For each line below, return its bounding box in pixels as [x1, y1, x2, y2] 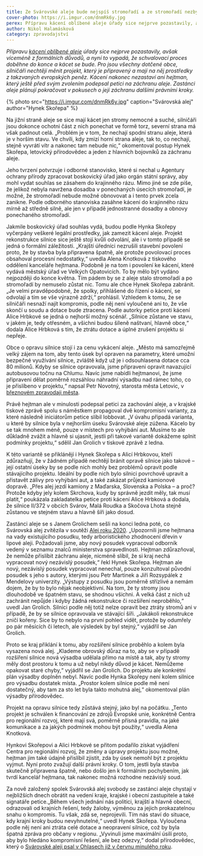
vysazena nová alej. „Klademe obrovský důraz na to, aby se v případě [6, 648, 180, 655]
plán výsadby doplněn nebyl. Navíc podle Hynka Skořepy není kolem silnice [6, 673, 195, 680]
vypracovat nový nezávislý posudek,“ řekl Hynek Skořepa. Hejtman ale [6, 559, 182, 566]
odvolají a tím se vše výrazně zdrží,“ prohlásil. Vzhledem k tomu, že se [6, 294, 182, 301]
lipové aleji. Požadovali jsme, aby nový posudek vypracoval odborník [6, 539, 178, 547]
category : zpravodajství [6, 31, 69, 37]
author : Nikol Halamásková [6, 25, 74, 32]
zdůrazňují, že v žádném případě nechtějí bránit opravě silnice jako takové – [6, 457, 195, 465]
